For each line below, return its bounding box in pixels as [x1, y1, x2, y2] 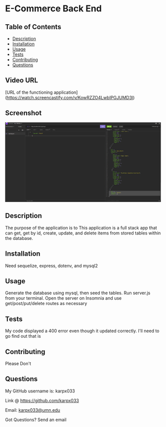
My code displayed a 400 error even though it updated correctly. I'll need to [5, 328, 160, 334]
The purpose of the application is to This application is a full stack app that [5, 225, 157, 231]
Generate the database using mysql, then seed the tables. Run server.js [5, 290, 151, 296]
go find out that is [5, 333, 41, 339]
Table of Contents [5, 23, 62, 31]
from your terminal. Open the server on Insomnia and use [5, 295, 122, 301]
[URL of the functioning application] [5, 89, 78, 95]
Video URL [5, 76, 39, 84]
